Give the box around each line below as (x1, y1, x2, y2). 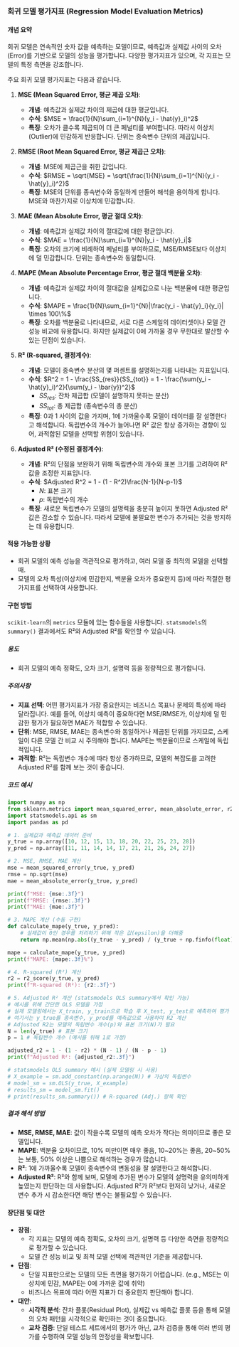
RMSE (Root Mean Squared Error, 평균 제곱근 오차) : (17, 147, 166, 156)
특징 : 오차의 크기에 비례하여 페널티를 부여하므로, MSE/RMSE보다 (28, 245, 208, 253)
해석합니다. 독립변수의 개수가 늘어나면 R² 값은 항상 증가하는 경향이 (36, 420, 219, 429)
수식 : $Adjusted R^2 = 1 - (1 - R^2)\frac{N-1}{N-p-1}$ (28, 477, 183, 486)
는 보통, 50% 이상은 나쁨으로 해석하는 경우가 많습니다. (17, 1155, 169, 1164)
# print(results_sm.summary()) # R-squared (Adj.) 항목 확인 (7, 1093, 186, 1100)
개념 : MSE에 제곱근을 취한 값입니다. (28, 162, 127, 171)
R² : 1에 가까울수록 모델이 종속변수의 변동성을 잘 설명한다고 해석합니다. (17, 1164, 212, 1173)
